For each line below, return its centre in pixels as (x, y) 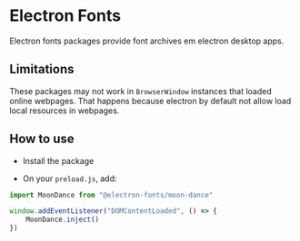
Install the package (58, 160)
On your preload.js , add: (70, 178)
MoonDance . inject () (63, 220)
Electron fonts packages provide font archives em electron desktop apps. (147, 41)
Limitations (42, 69)
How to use (42, 139)
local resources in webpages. (65, 111)
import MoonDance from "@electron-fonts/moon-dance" (111, 195)
